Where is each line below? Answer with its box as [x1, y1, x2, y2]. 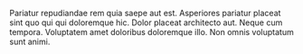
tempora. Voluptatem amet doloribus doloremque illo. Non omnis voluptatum [9, 27, 294, 37]
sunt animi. [9, 36, 51, 47]
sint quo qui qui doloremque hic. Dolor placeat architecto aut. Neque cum [9, 17, 283, 28]
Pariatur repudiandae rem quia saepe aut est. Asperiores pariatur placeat [9, 8, 281, 18]
